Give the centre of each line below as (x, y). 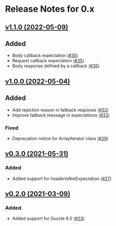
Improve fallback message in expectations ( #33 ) (61, 115)
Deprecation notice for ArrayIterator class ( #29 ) (60, 138)
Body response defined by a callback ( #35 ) (56, 66)
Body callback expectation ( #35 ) (45, 55)
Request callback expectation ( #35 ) (48, 61)
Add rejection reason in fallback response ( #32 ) (60, 110)
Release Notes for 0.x (50, 9)
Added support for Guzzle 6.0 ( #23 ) (48, 219)
